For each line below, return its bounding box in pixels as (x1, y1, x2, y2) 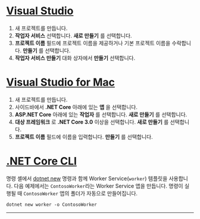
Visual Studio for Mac (6, 76, 115, 89)
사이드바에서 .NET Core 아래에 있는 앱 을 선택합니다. (14, 103, 138, 111)
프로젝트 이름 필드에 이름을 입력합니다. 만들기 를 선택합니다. (14, 133, 153, 140)
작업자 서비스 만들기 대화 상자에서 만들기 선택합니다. (14, 54, 136, 61)
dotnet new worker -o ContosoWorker (6, 201, 97, 208)
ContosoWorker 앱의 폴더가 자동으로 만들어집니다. (23, 189, 138, 197)
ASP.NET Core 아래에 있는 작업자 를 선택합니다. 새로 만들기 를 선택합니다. (14, 111, 187, 118)
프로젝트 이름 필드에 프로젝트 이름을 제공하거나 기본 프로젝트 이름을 (14, 39, 171, 46)
